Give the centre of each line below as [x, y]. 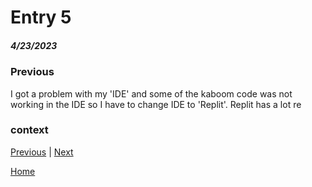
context [29, 130]
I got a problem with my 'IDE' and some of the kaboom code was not [151, 93]
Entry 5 [41, 17]
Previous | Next [42, 152]
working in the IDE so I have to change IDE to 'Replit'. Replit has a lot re [156, 104]
